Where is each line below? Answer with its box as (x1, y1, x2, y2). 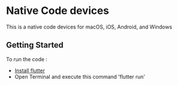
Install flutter (14, 67, 45, 74)
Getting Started (6, 40, 64, 50)
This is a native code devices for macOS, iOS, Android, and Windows (6, 23, 173, 30)
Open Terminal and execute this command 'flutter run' (14, 73, 145, 80)
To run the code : (6, 55, 48, 62)
